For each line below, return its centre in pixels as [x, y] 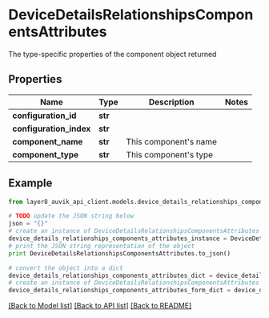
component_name [48, 141]
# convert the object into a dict [66, 268]
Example [30, 183]
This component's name [172, 141]
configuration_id [44, 116]
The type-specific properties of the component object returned [112, 54]
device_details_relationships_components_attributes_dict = [111, 275]
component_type [46, 154]
